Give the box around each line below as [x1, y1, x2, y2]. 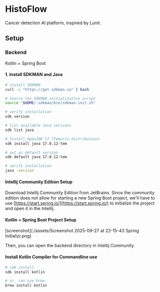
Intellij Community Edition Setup [5, 179, 73, 185]
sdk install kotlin [5, 269, 45, 275]
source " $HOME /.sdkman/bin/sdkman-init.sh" [5, 100, 96, 106]
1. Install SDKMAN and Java [5, 72, 63, 78]
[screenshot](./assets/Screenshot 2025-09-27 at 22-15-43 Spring [5, 228, 139, 234]
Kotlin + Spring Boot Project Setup [5, 216, 77, 223]
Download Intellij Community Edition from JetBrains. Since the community [5, 190, 155, 196]
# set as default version [5, 150, 58, 155]
